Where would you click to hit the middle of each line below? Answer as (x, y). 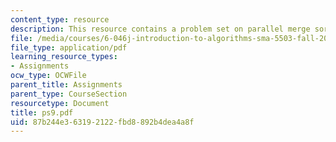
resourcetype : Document (60, 103)
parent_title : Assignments (66, 85)
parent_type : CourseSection (69, 94)
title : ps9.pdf (42, 112)
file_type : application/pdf (69, 47)
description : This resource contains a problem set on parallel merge (160, 29)
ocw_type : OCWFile (48, 76)
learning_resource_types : (64, 57)
